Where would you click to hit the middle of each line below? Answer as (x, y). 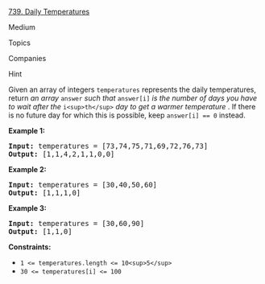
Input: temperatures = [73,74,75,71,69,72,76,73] (108, 146)
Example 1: (27, 131)
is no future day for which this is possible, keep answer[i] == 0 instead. (127, 115)
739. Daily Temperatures (49, 12)
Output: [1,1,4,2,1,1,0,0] (62, 154)
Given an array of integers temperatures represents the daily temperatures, (132, 89)
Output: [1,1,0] (40, 231)
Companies (27, 58)
